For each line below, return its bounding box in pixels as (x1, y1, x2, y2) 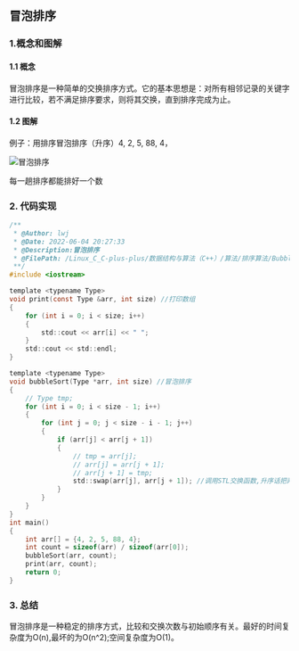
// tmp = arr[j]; (72, 451, 138, 461)
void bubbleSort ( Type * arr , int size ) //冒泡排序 (9, 377, 191, 386)
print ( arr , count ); (25, 560, 98, 569)
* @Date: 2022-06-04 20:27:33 (12, 237, 125, 246)
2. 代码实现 (9, 200, 57, 212)
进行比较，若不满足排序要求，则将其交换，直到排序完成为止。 (9, 94, 236, 104)
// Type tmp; (25, 393, 74, 403)
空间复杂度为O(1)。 (109, 632, 180, 643)
